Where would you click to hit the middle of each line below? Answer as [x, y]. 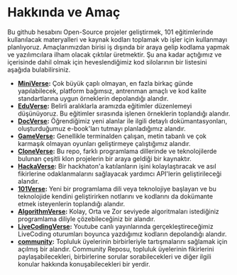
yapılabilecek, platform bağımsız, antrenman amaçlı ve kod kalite [112, 91]
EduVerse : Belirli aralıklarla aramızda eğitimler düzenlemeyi [105, 106]
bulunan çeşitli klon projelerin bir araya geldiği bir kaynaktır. [104, 158]
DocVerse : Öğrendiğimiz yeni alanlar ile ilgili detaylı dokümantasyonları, [122, 120]
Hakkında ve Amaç [64, 12]
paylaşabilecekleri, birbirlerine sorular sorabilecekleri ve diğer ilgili [114, 257]
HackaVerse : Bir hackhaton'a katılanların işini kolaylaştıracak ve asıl [117, 166]
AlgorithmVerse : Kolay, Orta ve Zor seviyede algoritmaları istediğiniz [118, 211]
